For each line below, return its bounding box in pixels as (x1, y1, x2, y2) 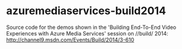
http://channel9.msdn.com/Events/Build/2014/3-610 (6, 36, 135, 43)
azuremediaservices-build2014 (6, 4, 166, 18)
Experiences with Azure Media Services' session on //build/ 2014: (6, 30, 169, 37)
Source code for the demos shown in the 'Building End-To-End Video (6, 24, 177, 31)
